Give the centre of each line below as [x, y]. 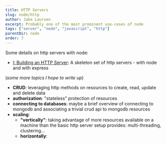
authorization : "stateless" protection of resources [65, 98]
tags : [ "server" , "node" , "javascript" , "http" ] [57, 29]
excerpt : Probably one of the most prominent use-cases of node [74, 24]
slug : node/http [22, 15]
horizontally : [34, 136]
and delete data [29, 93]
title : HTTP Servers [27, 10]
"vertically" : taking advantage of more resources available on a [87, 120]
